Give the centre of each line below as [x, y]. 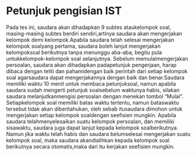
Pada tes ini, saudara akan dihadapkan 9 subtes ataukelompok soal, [89, 27]
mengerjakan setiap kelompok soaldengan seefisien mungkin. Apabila [91, 115]
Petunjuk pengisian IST [64, 11]
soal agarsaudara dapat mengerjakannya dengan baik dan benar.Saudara [95, 77]
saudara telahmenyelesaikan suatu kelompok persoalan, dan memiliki [90, 121]
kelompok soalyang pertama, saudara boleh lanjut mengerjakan [84, 46]
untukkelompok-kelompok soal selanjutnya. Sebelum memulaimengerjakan [97, 58]
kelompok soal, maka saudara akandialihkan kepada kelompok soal [88, 140]
